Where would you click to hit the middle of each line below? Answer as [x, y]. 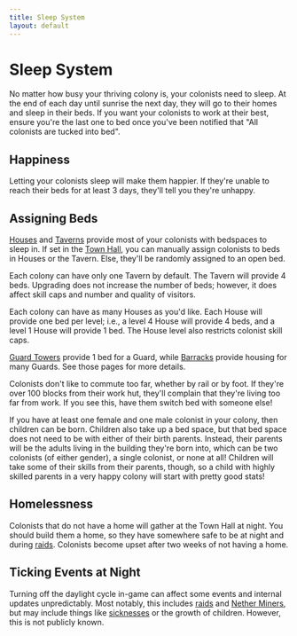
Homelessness [51, 504]
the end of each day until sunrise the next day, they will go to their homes [143, 104]
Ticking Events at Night [75, 573]
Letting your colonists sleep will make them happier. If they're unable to [140, 181]
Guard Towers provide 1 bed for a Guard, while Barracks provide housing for [148, 357]
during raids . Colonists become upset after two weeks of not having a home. [149, 544]
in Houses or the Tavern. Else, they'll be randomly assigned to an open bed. [147, 259]
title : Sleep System [47, 17]
